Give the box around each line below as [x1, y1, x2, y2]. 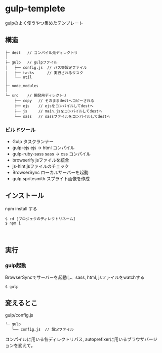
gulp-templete [5, 3, 66, 14]
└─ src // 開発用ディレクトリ [5, 93, 67, 98]
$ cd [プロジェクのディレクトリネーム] [5, 216, 76, 221]
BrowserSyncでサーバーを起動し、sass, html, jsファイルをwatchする [5, 274, 145, 280]
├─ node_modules [5, 83, 39, 88]
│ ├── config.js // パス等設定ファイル [5, 65, 87, 70]
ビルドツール [5, 126, 36, 133]
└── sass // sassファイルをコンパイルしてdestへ [14, 114, 111, 119]
